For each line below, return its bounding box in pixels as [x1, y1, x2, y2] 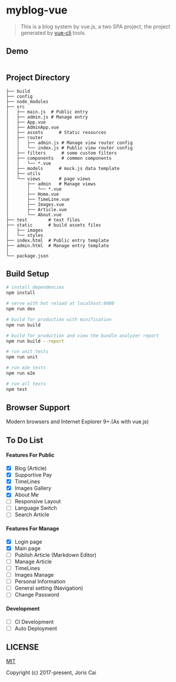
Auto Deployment [14, 624, 57, 632]
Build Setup [6, 269, 49, 279]
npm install [6, 290, 35, 296]
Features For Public [6, 452, 55, 459]
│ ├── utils [6, 170, 41, 176]
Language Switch [14, 504, 57, 511]
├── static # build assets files [6, 222, 101, 228]
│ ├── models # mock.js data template [6, 165, 119, 171]
